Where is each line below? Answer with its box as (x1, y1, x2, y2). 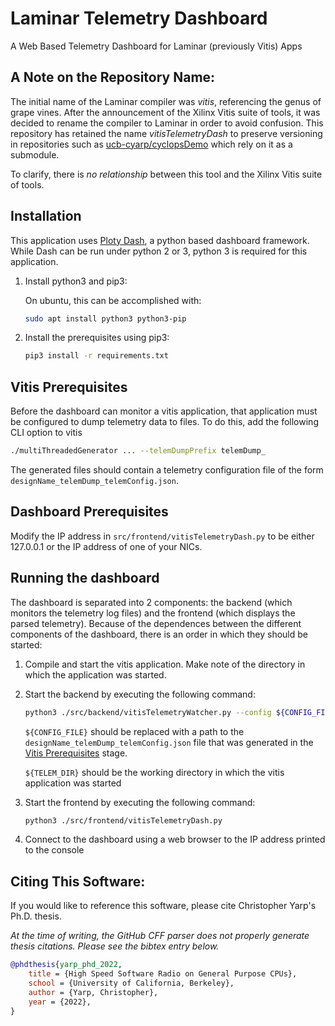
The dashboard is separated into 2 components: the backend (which (10, 596, 293, 608)
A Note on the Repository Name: (10, 69, 216, 86)
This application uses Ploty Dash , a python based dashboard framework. (10, 234, 310, 246)
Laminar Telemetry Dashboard (10, 7, 268, 30)
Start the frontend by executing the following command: (24, 796, 256, 808)
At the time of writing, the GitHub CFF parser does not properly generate (10, 930, 310, 942)
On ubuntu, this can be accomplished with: (24, 294, 202, 306)
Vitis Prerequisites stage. (24, 747, 128, 759)
